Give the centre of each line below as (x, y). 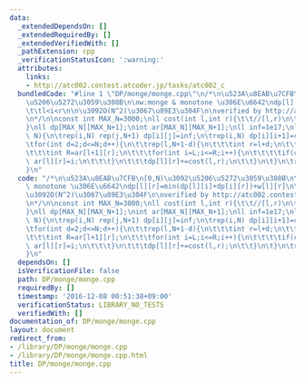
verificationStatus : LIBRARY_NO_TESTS (91, 305)
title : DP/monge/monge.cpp (60, 364)
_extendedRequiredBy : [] (64, 34)
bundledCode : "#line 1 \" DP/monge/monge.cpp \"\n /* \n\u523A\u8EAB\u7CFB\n (160, 93)
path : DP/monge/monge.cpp (67, 280)
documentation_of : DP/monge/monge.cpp (83, 322)
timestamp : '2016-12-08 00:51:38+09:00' (95, 296)
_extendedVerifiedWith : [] (69, 43)
